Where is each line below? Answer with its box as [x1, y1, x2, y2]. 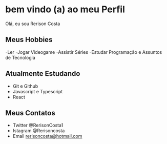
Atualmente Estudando [5, 69, 80, 78]
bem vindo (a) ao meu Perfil [5, 4, 126, 15]
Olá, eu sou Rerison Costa [5, 20, 60, 27]
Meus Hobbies [5, 35, 53, 44]
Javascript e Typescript [12, 88, 63, 94]
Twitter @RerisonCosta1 [12, 122, 64, 129]
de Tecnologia [5, 54, 36, 60]
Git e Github [12, 83, 38, 89]
